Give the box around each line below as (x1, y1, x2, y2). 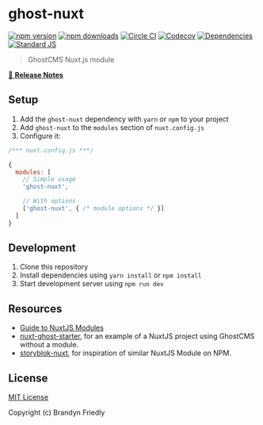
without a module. (19, 340, 79, 350)
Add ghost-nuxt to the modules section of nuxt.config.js (19, 122, 204, 132)
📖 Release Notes (8, 70, 63, 79)
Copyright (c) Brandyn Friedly (8, 408, 105, 417)
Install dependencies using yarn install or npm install (19, 270, 202, 280)
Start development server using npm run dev (19, 279, 164, 289)
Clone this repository (19, 262, 89, 272)
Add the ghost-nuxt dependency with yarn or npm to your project (19, 114, 229, 124)
